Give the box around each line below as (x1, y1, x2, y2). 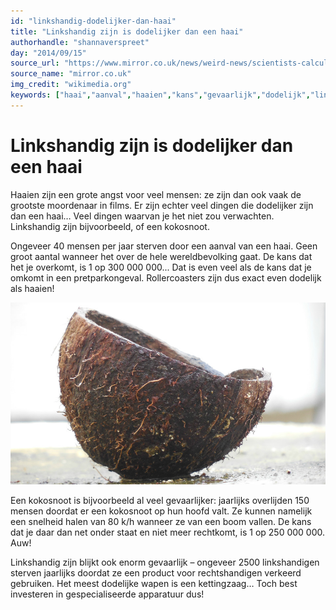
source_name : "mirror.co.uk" (10, 69, 132, 79)
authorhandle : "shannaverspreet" (10, 37, 150, 47)
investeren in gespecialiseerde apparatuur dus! (10, 588, 205, 600)
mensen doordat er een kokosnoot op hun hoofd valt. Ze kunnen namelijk (10, 505, 313, 517)
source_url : (10, 58, 60, 69)
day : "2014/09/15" (10, 48, 87, 58)
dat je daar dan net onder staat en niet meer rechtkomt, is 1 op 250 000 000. (10, 526, 326, 539)
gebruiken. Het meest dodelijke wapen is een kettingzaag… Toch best (10, 578, 298, 590)
